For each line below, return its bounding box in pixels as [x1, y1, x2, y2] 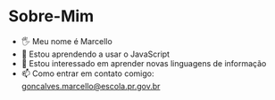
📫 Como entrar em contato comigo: [21, 68, 154, 79]
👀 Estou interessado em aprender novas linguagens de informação [21, 58, 267, 68]
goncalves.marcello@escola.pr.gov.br [21, 81, 161, 91]
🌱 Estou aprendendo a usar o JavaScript [21, 49, 171, 59]
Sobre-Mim [8, 6, 95, 27]
